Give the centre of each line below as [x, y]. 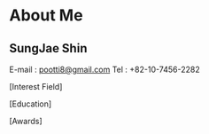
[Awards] [26, 121]
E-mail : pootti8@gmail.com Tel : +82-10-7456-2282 [105, 69]
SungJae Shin [48, 48]
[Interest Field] [36, 87]
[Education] [31, 104]
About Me [46, 16]
